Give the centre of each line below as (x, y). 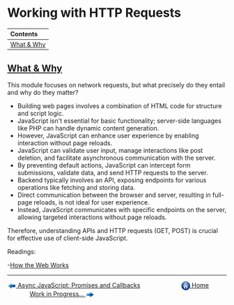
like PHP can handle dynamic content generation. (88, 128)
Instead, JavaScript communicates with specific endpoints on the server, (122, 210)
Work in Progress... (57, 294)
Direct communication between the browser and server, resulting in (114, 195)
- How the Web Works (38, 265)
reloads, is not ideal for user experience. (92, 202)
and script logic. (40, 113)
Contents (24, 34)
